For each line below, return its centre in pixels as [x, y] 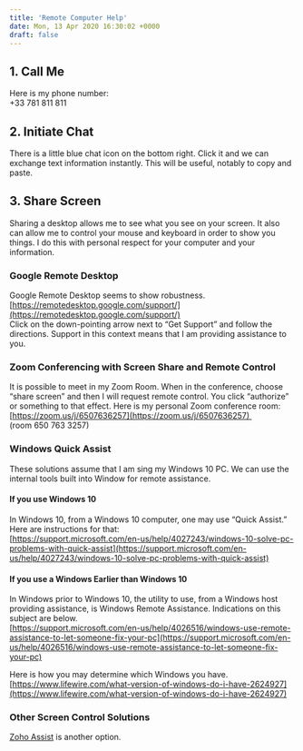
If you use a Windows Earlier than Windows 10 [98, 578]
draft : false [34, 35]
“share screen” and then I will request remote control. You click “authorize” [149, 397]
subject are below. [44, 618]
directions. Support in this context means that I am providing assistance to [148, 334]
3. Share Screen [55, 201]
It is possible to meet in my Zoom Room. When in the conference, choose [147, 387]
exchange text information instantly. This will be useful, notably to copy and [151, 163]
